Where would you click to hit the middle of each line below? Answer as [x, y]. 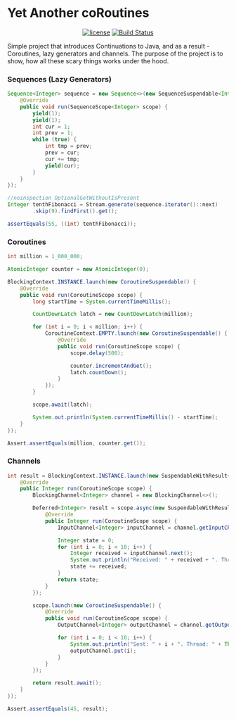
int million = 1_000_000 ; [45, 257]
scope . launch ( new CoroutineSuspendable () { [97, 605]
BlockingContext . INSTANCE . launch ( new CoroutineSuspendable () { [102, 282]
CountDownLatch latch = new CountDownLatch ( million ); [113, 314]
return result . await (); [67, 683]
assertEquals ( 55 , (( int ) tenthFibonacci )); [72, 224]
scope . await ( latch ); [63, 405]
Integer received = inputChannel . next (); [131, 554]
